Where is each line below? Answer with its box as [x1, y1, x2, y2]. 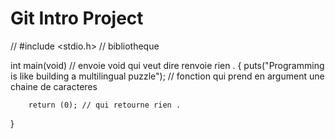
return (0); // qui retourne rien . [28, 100, 182, 110]
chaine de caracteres [10, 80, 98, 92]
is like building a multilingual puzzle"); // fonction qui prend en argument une [10, 70, 325, 82]
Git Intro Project [10, 7, 144, 30]
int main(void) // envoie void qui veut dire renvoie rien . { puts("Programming [10, 59, 325, 71]
